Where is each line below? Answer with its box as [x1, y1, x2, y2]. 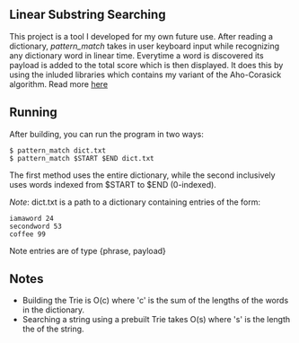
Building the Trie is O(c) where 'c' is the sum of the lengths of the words [22, 295, 289, 306]
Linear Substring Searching [9, 7, 166, 22]
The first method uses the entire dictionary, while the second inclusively [9, 170, 276, 180]
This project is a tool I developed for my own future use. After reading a [9, 31, 274, 41]
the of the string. [22, 323, 84, 335]
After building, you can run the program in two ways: [9, 128, 204, 139]
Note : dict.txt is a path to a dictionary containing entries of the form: [9, 197, 260, 207]
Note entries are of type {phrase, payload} [9, 245, 166, 256]
